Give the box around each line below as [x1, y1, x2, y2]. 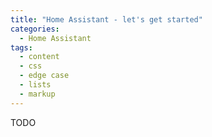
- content [19, 52, 60, 62]
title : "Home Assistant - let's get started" [10, 14, 203, 25]
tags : [10, 42, 33, 53]
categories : [10, 24, 60, 34]
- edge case [19, 71, 70, 81]
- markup [19, 89, 56, 99]
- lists [19, 80, 52, 90]
